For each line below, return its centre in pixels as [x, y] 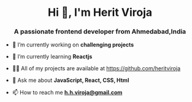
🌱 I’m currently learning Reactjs [52, 57]
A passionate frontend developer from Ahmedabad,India [100, 32]
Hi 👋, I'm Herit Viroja [100, 13]
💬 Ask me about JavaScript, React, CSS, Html [71, 80]
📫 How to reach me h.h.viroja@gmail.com [67, 93]
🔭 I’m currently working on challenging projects [73, 45]
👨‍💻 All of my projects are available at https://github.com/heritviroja [96, 68]
